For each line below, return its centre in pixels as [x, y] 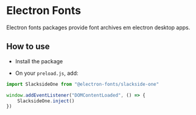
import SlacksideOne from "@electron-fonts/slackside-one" [83, 84]
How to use [28, 47]
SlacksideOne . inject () [46, 101]
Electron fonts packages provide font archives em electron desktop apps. [98, 27]
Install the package [39, 61]
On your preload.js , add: [47, 73]
